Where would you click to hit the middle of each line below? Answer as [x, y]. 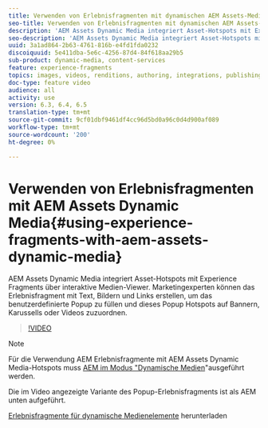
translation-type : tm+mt [49, 113]
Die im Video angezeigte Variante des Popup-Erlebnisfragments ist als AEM [132, 392]
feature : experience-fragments [60, 68]
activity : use [32, 98]
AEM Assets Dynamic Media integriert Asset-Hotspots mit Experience [123, 279]
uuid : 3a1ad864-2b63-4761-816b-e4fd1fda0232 [83, 46]
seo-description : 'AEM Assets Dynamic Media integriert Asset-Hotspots [130, 38]
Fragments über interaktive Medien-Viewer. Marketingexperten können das [132, 287]
